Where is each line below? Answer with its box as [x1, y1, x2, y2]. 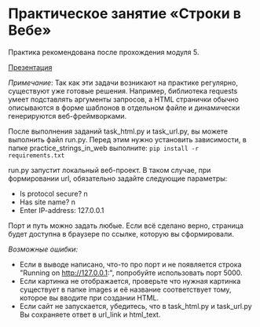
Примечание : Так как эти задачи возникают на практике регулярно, [8, 78, 238, 87]
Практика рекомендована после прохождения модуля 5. [8, 47, 200, 57]
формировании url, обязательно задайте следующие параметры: [8, 174, 228, 183]
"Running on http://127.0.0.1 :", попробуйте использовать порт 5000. [19, 268, 243, 277]
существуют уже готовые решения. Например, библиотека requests [8, 86, 238, 95]
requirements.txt [8, 151, 65, 160]
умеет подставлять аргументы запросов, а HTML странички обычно [8, 94, 240, 104]
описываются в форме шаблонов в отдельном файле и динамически [8, 103, 240, 112]
